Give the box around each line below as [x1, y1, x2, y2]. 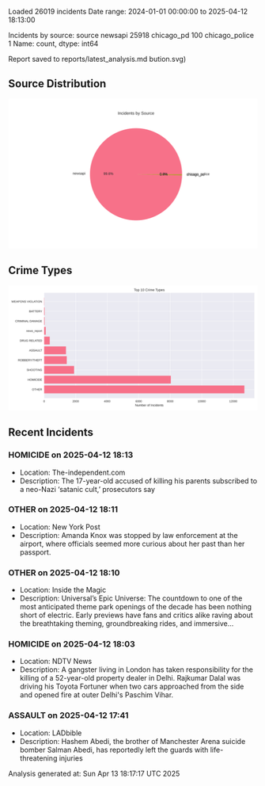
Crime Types [8, 264, 73, 277]
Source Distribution [8, 77, 107, 90]
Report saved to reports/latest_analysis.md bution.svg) [8, 55, 187, 63]
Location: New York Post [19, 522, 100, 532]
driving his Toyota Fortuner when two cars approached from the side [19, 681, 244, 692]
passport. [19, 547, 51, 557]
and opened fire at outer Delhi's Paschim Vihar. [19, 690, 174, 700]
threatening [19, 753, 58, 763]
